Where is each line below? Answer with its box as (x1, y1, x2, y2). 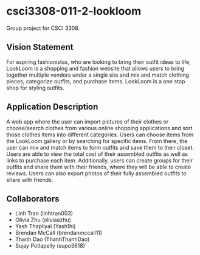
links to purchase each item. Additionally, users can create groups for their (6, 156, 193, 164)
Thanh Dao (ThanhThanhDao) (15, 236, 90, 243)
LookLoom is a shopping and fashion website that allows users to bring (6, 65, 184, 72)
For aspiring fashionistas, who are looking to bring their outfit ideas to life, (6, 58, 191, 65)
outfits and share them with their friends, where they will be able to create (6, 163, 191, 170)
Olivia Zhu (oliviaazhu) (15, 216, 72, 223)
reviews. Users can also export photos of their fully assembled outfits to (6, 169, 187, 177)
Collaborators (6, 194, 60, 204)
